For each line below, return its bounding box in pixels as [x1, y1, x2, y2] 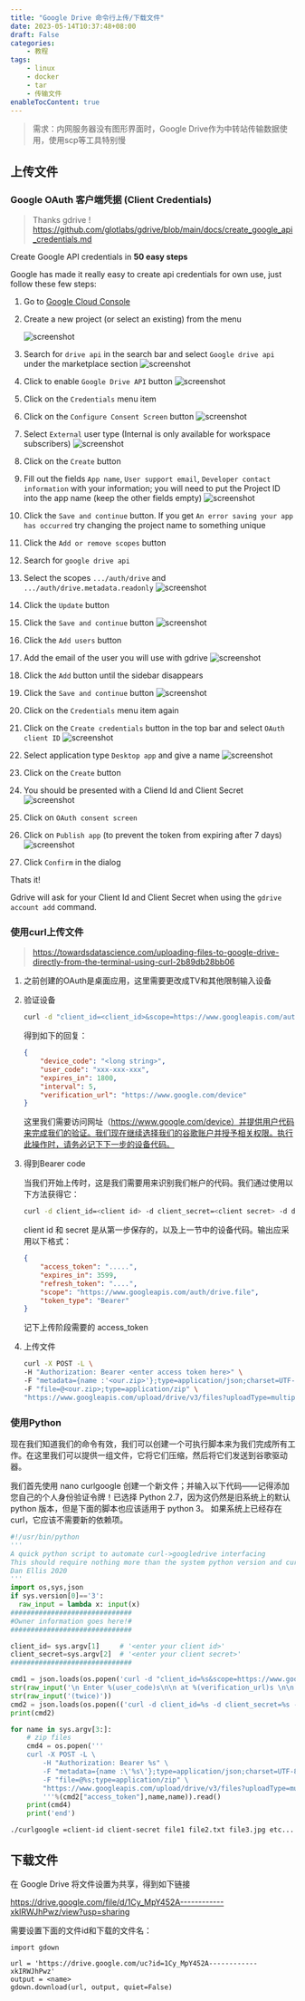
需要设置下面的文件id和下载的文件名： [10, 1925, 152, 1936]
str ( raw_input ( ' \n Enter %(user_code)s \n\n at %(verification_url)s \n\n [10, 1683, 295, 1693]
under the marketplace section [23, 359, 138, 370]
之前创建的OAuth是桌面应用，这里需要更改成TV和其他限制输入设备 [23, 975, 272, 986]
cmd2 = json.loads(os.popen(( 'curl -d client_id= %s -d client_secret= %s [10, 1700, 291, 1709]
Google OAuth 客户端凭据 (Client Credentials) [10, 193, 212, 206]
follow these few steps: [10, 278, 98, 290]
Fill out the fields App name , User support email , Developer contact [23, 473, 272, 485]
